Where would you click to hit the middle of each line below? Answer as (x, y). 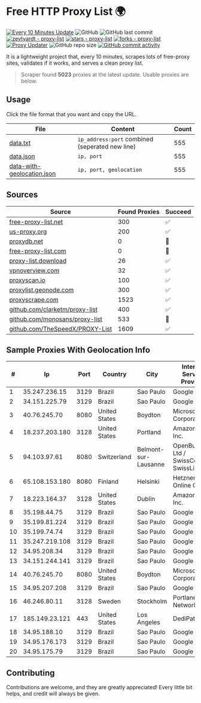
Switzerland (115, 457)
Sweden (109, 601)
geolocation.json (33, 173)
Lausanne (151, 465)
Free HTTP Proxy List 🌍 (66, 12)
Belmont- (151, 450)
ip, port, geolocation (110, 169)
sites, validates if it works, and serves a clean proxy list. (75, 63)
